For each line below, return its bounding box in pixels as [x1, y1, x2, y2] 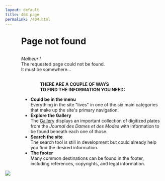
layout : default [5, 7, 39, 13]
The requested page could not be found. [21, 61, 105, 67]
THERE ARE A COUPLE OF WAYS [40, 81, 109, 87]
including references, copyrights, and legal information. [30, 161, 145, 167]
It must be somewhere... [21, 67, 71, 73]
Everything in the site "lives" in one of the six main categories [30, 102, 158, 108]
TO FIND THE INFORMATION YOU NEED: [40, 87, 125, 93]
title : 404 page [5, 12, 39, 17]
